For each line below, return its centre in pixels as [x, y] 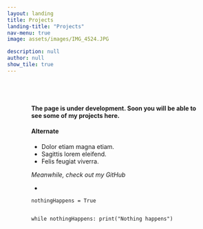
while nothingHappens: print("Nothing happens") [102, 219]
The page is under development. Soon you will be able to [114, 108]
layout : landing [30, 13]
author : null [26, 58]
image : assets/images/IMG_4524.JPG [58, 39]
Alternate [45, 131]
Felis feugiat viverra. [70, 161]
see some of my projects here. [76, 115]
